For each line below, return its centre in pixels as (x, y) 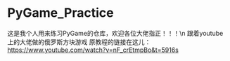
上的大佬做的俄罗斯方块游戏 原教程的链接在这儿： (79, 42)
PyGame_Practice (60, 13)
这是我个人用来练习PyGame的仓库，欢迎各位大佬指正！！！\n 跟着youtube (115, 33)
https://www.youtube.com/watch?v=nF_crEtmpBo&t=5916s (93, 50)
